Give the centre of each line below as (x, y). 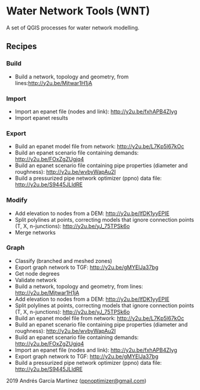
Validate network (36, 280)
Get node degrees (37, 273)
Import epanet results (41, 117)
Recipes (22, 46)
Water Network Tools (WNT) (78, 11)
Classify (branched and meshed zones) (63, 261)
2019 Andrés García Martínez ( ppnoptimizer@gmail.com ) (76, 380)
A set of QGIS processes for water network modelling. (73, 28)
